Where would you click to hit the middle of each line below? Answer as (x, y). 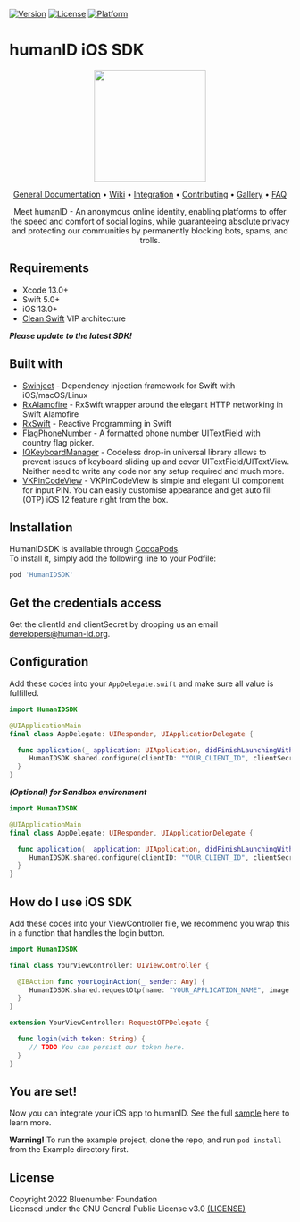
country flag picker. (58, 442)
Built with (36, 364)
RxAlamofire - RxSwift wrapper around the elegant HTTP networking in (153, 404)
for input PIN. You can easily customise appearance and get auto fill (147, 490)
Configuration (49, 662)
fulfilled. (24, 692)
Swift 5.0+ (41, 299)
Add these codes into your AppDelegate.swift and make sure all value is (142, 683)
